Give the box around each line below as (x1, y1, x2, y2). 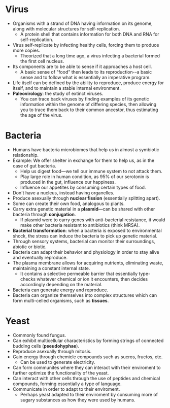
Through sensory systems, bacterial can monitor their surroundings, (12, 238, 156, 244)
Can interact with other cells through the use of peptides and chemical (12, 375, 160, 381)
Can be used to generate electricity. (20, 359, 95, 365)
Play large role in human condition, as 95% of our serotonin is (20, 174, 149, 180)
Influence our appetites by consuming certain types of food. (20, 184, 146, 190)
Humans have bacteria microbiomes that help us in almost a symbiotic (12, 146, 160, 153)
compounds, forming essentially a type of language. (12, 381, 122, 387)
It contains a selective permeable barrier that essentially (20, 270, 138, 277)
